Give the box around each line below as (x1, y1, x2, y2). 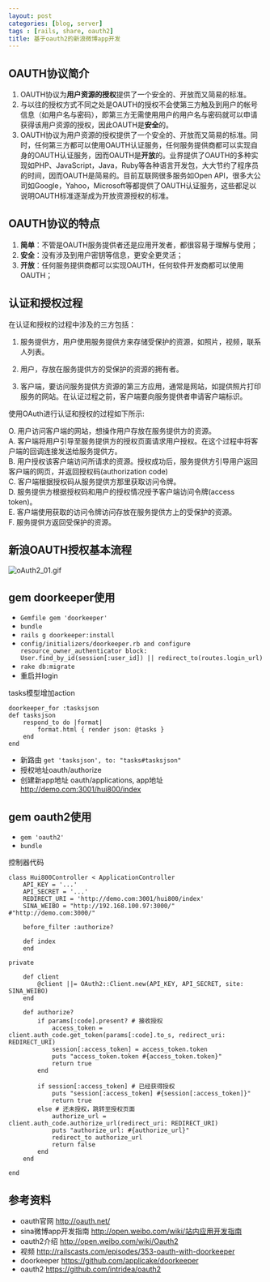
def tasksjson (8, 711, 57, 720)
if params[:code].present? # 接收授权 (37, 1017, 163, 1026)
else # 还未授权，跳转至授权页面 (37, 1105, 136, 1113)
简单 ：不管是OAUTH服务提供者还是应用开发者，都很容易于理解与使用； (19, 240, 259, 250)
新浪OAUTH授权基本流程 (8, 543, 132, 557)
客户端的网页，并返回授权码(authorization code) (8, 466, 168, 476)
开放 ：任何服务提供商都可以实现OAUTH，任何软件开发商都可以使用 (19, 260, 244, 270)
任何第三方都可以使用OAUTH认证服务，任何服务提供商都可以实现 (34, 140, 251, 150)
